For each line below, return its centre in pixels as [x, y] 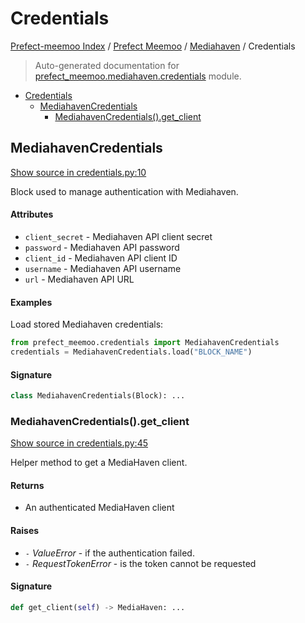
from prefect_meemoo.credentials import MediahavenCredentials [145, 343]
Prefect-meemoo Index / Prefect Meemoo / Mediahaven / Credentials [153, 46]
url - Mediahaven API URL [79, 279]
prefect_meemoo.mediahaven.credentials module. [138, 76]
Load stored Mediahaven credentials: [87, 324]
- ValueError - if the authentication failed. [109, 553]
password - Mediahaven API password [102, 247]
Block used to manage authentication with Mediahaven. [124, 191]
